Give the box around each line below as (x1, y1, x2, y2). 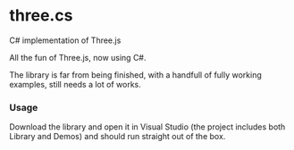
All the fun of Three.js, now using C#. (9, 52, 147, 62)
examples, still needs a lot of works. (9, 79, 141, 89)
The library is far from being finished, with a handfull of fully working (9, 69, 262, 80)
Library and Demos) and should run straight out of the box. (9, 131, 226, 142)
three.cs (9, 5, 73, 26)
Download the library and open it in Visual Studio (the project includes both (9, 121, 286, 132)
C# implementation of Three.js (9, 35, 122, 46)
